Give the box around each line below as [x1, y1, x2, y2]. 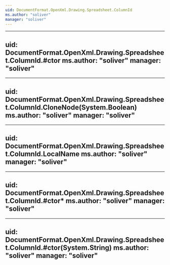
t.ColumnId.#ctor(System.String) [5, 244, 112, 252]
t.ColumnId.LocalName [5, 150, 80, 159]
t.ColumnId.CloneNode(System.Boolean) [5, 103, 138, 111]
